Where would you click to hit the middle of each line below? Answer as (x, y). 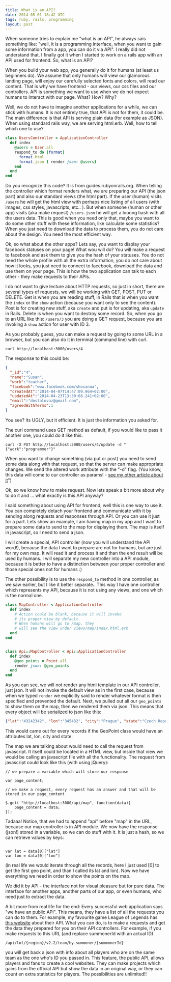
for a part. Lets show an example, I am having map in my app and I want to (83, 521)
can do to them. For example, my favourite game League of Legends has (81, 917)
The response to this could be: (37, 358)
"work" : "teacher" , (30, 382)
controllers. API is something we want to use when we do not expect (77, 92)
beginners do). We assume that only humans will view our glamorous (78, 76)
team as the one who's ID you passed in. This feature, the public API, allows (85, 958)
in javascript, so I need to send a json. (45, 532)
